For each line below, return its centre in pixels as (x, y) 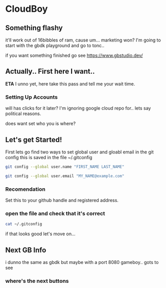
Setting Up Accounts (31, 97)
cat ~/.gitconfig (24, 224)
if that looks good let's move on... (40, 234)
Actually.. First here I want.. (50, 71)
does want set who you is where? (40, 124)
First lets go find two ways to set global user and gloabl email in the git (80, 152)
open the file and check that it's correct (55, 213)
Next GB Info (26, 250)
